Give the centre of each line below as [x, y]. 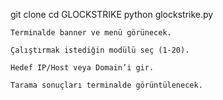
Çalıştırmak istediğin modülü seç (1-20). [100, 50]
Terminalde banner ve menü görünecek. [91, 33]
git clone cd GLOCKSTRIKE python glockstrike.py [112, 14]
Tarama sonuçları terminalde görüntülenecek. [106, 85]
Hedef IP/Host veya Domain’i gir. [82, 68]
